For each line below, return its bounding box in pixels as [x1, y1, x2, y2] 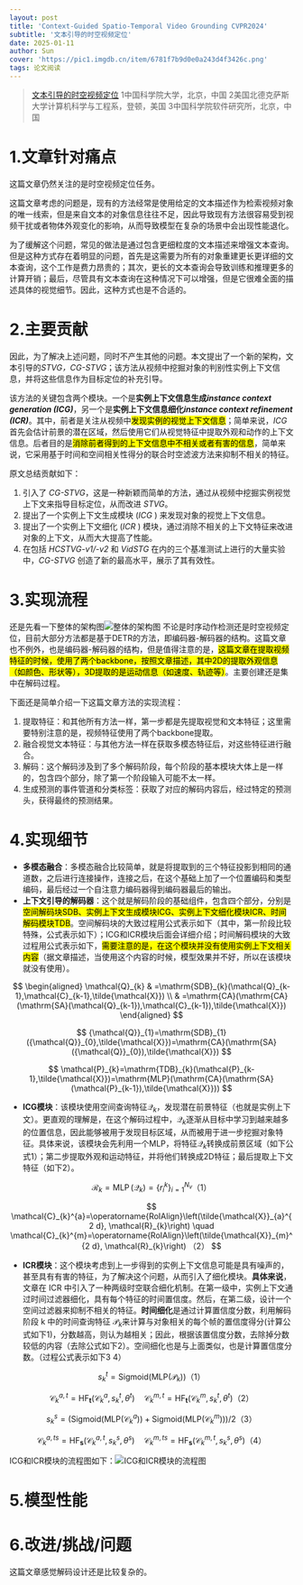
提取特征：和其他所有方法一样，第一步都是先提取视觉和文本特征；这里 [22, 716, 284, 727]
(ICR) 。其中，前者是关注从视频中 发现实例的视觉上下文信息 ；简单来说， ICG [9, 415, 288, 426]
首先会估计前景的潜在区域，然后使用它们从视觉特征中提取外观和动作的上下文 [9, 426, 294, 437]
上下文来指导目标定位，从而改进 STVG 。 [22, 498, 173, 509]
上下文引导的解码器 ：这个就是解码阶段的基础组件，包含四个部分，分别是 [22, 894, 291, 906]
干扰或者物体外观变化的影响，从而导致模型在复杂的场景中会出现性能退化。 [16, 220, 294, 231]
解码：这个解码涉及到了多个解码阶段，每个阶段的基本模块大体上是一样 [22, 761, 284, 772]
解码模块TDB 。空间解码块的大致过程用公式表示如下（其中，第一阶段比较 [22, 917, 292, 929]
